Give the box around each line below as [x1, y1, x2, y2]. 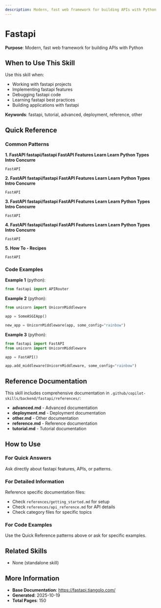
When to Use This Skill [5, 58, 75, 67]
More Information [5, 574, 60, 582]
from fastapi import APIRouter [5, 287, 69, 292]
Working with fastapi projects [12, 82, 72, 87]
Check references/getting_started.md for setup [12, 499, 110, 505]
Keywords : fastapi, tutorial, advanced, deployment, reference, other [5, 111, 143, 118]
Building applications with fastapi [12, 102, 79, 108]
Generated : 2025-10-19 [12, 592, 60, 598]
